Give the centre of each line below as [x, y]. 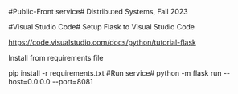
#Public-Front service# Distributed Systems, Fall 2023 [98, 12]
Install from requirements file [56, 58]
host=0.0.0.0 [29, 82]
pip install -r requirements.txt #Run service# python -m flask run [115, 73]
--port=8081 [73, 82]
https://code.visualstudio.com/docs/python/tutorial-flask [103, 42]
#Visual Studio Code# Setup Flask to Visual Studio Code [102, 27]
